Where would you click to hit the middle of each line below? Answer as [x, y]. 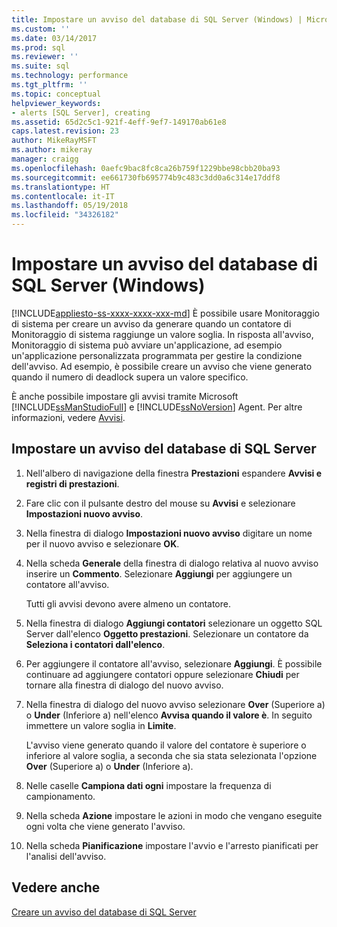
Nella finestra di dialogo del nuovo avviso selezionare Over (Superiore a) [175, 704]
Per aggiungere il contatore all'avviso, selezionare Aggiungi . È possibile [174, 663]
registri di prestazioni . [72, 483]
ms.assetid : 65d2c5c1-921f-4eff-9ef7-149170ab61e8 [119, 122]
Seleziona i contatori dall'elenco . [95, 644]
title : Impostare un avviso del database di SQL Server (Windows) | [157, 19]
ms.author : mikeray [52, 150]
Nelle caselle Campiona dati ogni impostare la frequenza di [148, 785]
